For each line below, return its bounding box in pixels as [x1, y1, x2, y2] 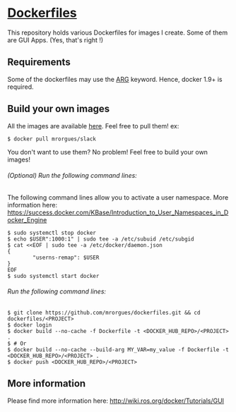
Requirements [7, 56, 71, 68]
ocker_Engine [7, 215, 47, 224]
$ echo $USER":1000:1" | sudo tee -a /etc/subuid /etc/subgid [7, 235, 194, 243]
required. [7, 83, 34, 91]
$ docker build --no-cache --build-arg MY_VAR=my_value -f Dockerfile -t [7, 346, 230, 353]
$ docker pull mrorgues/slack [7, 135, 97, 143]
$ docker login [7, 321, 52, 329]
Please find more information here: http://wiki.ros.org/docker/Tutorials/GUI [7, 396, 225, 405]
